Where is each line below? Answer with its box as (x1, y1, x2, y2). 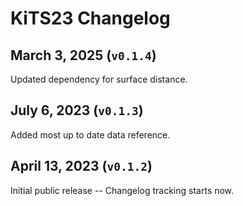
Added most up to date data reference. (10, 128, 171, 141)
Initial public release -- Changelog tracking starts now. (10, 184, 235, 196)
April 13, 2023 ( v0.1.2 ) (10, 158, 153, 175)
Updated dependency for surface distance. (10, 73, 188, 85)
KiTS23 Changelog (10, 7, 171, 30)
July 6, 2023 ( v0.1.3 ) (10, 102, 144, 119)
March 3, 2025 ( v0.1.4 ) (10, 47, 157, 64)
